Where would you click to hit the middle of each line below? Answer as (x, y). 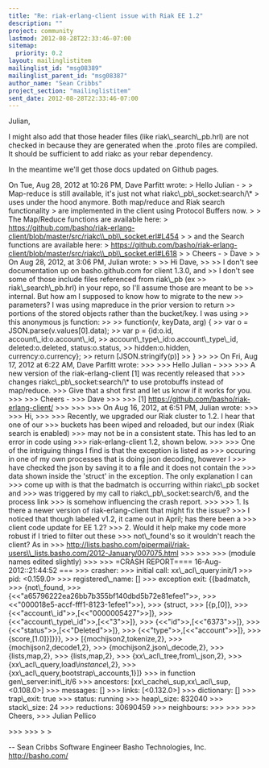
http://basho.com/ (38, 756)
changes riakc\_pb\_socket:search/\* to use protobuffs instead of (116, 382)
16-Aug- (208, 562)
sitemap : (23, 46)
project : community (41, 31)
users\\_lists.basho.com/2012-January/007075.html (93, 554)
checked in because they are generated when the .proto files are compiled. (133, 145)
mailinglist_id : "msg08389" (56, 68)
